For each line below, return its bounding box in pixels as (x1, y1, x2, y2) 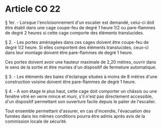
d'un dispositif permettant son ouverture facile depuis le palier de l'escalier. (5, 98, 156, 104)
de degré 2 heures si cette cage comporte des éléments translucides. (5, 30, 145, 36)
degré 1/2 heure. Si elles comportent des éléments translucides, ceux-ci (5, 44, 149, 50)
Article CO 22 (5, 3, 61, 15)
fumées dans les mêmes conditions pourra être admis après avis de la (5, 113, 146, 119)
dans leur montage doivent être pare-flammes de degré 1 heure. (5, 50, 133, 55)
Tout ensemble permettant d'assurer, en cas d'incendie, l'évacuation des (5, 108, 151, 114)
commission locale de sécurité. (5, 118, 67, 124)
